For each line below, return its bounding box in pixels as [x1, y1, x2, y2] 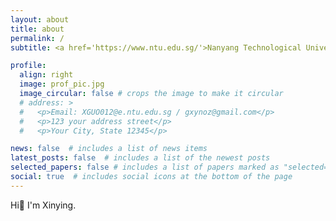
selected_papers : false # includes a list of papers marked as [10, 162, 280, 173]
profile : [10, 61, 47, 71]
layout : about [10, 14, 70, 25]
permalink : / [10, 33, 65, 43]
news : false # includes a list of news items [10, 144, 208, 154]
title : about [10, 24, 65, 34]
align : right [19, 70, 74, 80]
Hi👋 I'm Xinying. [10, 199, 77, 211]
